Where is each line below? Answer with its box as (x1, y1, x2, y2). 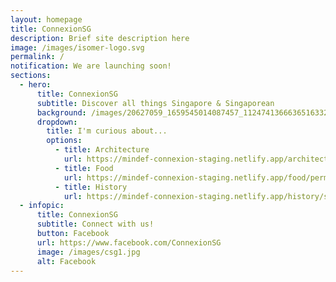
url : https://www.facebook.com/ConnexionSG (36, 237, 222, 248)
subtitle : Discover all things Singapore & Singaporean (36, 98, 275, 108)
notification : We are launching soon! (10, 61, 172, 71)
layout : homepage (10, 14, 83, 25)
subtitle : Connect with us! (36, 219, 155, 230)
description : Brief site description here (10, 33, 190, 43)
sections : (10, 71, 52, 81)
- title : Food (54, 163, 114, 173)
